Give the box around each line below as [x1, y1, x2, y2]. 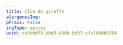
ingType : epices [6, 25, 46, 31]
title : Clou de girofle [6, 8, 65, 15]
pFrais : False [6, 19, 41, 25]
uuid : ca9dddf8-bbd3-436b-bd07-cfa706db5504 [6, 30, 117, 36]
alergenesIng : [6, 14, 41, 20]
